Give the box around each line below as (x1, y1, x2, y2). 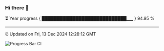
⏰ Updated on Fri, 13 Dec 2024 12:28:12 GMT (5, 31, 96, 37)
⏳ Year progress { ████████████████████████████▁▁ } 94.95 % (5, 15, 155, 21)
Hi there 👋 (5, 4, 29, 11)
